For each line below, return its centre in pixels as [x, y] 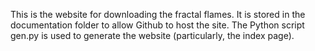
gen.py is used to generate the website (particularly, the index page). [152, 35]
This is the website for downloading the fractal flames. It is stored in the [158, 14]
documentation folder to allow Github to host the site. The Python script [157, 25]
